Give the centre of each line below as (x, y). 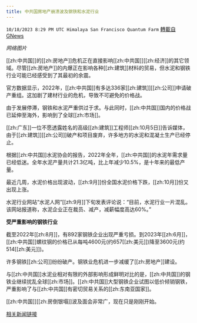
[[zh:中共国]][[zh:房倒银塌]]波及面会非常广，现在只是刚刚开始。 (83, 301)
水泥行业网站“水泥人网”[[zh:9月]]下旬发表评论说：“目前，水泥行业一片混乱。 (98, 202)
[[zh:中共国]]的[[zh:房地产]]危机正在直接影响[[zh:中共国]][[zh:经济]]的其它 (95, 60)
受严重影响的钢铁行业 (32, 222)
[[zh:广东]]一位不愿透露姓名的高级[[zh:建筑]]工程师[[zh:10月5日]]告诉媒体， (97, 127)
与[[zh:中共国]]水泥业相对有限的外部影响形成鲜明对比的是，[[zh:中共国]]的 (96, 274)
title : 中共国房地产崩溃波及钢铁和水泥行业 (53, 11)
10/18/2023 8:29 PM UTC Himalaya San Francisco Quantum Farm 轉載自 (91, 29)
